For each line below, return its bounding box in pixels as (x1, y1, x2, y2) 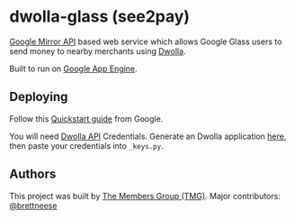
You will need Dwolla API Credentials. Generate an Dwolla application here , (9, 131, 287, 142)
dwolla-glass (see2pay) (9, 6, 191, 27)
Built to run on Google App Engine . (9, 63, 138, 74)
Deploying (9, 89, 68, 105)
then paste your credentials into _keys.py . (9, 140, 164, 151)
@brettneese (9, 200, 58, 211)
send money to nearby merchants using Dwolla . (9, 45, 186, 56)
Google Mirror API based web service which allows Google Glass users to (9, 36, 282, 47)
